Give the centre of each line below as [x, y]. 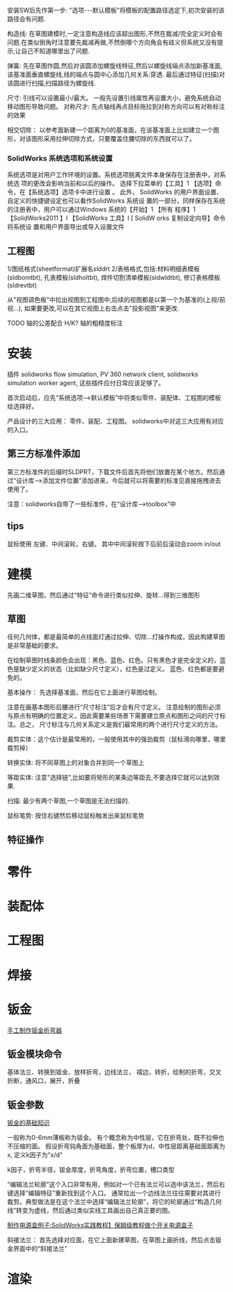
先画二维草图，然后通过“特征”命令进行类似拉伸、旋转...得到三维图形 [104, 595]
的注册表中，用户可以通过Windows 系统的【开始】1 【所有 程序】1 [102, 210]
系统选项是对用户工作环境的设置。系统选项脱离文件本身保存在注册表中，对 [113, 175]
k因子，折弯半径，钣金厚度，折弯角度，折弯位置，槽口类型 [91, 1170]
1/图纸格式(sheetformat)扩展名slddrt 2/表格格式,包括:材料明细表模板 [104, 269]
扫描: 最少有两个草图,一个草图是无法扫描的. [69, 801]
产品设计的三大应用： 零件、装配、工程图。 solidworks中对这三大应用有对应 [115, 421]
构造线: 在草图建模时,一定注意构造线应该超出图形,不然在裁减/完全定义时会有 [115, 34]
